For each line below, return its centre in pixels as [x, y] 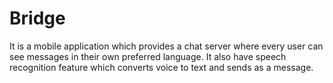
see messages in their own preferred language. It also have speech [148, 56]
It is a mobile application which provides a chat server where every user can [166, 46]
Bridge [37, 18]
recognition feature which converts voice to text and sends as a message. [161, 67]
